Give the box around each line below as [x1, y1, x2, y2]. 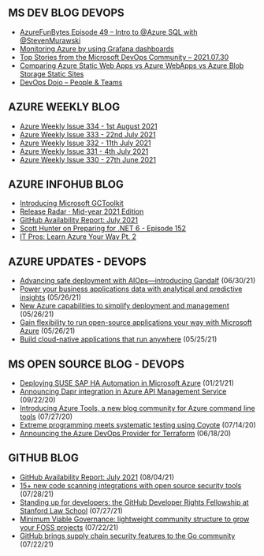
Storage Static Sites [19, 69, 84, 78]
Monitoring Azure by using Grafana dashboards [19, 43, 175, 54]
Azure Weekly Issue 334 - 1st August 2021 [19, 121, 158, 131]
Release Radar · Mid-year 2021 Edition [19, 207, 144, 216]
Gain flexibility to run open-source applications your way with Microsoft [19, 318, 252, 327]
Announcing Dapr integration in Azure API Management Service [19, 386, 227, 397]
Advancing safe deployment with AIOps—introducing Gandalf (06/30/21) [19, 276, 256, 285]
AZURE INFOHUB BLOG [8, 177, 124, 192]
